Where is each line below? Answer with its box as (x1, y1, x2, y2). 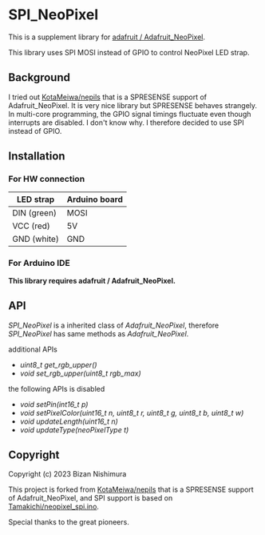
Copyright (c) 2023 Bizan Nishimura (8, 469, 127, 479)
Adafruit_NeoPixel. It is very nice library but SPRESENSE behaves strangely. (8, 100, 258, 110)
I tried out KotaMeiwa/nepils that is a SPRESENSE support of (8, 92, 208, 102)
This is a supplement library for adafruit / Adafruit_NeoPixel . (8, 32, 206, 42)
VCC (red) (12, 220, 50, 231)
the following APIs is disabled (8, 384, 105, 393)
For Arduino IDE (8, 258, 70, 269)
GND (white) (12, 234, 60, 245)
